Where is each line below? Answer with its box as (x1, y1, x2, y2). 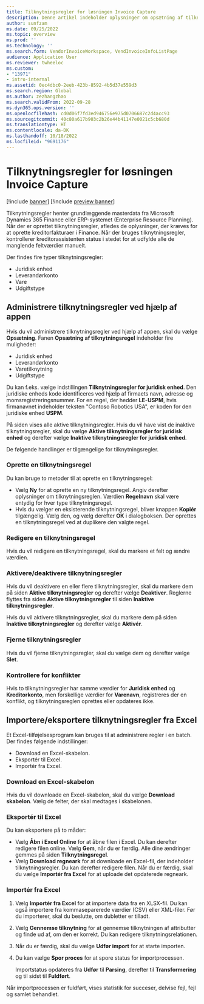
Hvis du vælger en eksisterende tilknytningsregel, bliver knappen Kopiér (15, 505, 197, 513)
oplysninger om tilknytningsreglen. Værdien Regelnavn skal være (15, 493, 179, 500)
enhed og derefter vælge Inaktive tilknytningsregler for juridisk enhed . (6, 434, 187, 441)
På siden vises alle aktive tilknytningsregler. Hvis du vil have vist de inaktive (6, 421, 195, 428)
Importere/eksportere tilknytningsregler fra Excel (6, 715, 197, 726)
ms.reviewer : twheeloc (6, 59, 64, 66)
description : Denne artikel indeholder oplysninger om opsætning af (6, 15, 183, 21)
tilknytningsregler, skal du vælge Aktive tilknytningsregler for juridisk (6, 427, 182, 434)
